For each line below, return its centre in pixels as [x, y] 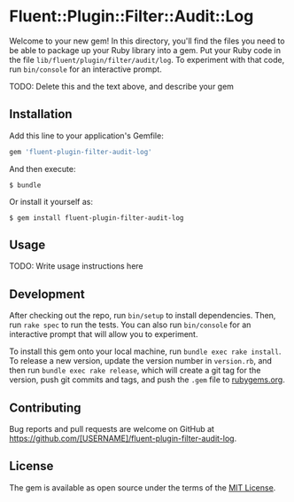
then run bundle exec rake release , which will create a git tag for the [135, 371]
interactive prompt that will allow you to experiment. [104, 334]
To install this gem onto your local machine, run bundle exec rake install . [145, 351]
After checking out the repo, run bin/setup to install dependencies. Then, [143, 316]
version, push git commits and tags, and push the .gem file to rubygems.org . [147, 380]
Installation [41, 114]
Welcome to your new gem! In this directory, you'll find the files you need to [147, 41]
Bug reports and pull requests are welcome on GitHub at [112, 429]
